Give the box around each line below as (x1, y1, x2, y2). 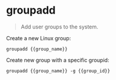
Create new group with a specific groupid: (6, 56, 109, 63)
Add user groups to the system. (20, 23, 99, 30)
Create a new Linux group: (6, 34, 71, 41)
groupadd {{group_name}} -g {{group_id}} (6, 68, 111, 74)
